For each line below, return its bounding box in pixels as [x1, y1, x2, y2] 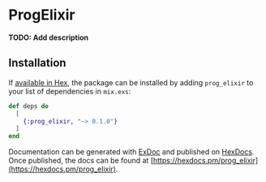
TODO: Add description [8, 32, 89, 42]
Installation [8, 56, 66, 70]
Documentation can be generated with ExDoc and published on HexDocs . [8, 147, 255, 157]
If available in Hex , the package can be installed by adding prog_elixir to [8, 77, 254, 87]
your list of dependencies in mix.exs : [8, 86, 131, 96]
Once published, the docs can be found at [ [8, 156, 154, 166]
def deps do [8, 102, 49, 110]
